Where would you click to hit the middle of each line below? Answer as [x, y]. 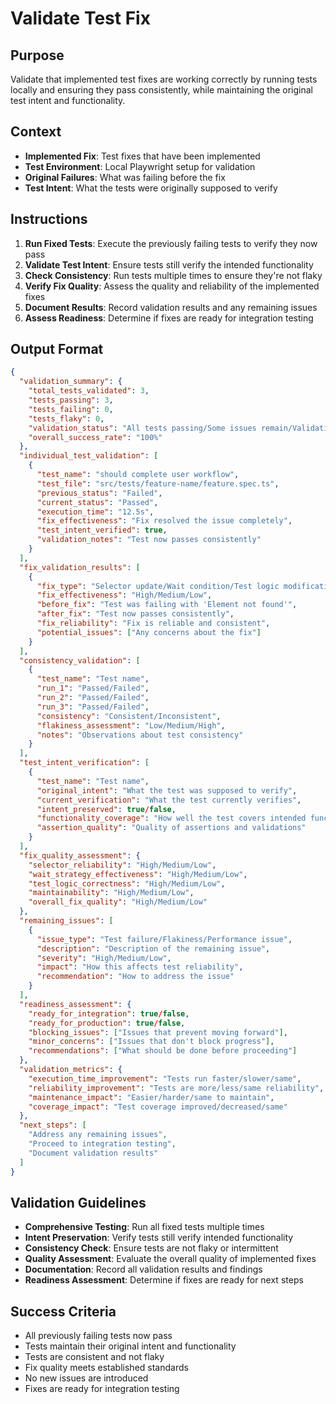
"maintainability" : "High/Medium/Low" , [111, 893]
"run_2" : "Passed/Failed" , [93, 698]
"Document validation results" [93, 1153]
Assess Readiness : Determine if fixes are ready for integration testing [169, 318]
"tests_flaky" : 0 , [66, 418]
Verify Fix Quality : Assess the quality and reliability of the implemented [172, 286]
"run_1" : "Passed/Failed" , [93, 688]
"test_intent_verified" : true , [102, 530]
